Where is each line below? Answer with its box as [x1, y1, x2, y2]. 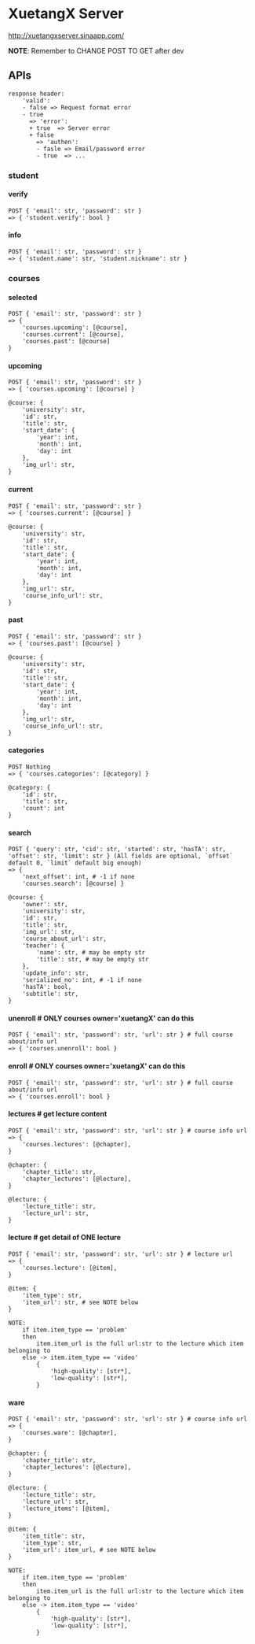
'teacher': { [22, 942, 65, 950]
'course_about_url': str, [22, 935, 107, 943]
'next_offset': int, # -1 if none [22, 873, 135, 881]
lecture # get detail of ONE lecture [8, 1233, 122, 1242]
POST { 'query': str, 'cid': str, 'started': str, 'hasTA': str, [8, 846, 226, 853]
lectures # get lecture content [8, 1109, 107, 1119]
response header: [8, 90, 65, 98]
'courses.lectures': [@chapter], [22, 1140, 132, 1148]
